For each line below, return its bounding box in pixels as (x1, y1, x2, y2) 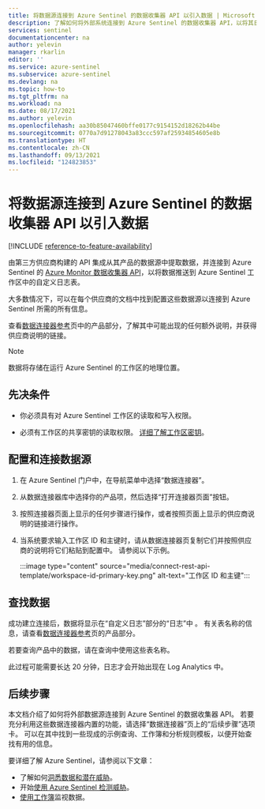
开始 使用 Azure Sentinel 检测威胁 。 (19, 783, 134, 792)
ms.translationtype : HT (8, 136, 87, 145)
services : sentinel (8, 26, 73, 34)
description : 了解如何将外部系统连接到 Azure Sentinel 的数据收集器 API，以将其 (8, 19, 254, 27)
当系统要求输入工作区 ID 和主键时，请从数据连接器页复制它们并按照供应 (19, 535, 252, 545)
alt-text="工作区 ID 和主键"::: (157, 570, 251, 580)
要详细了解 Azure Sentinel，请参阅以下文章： (8, 756, 155, 766)
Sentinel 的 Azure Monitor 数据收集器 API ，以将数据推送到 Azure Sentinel (8, 268, 246, 277)
